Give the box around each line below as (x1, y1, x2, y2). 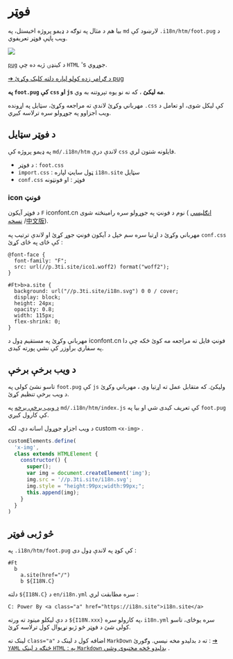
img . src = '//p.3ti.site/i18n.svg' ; (26, 476, 132, 483)
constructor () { (20, 457, 68, 464)
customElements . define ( (8, 437, 77, 444)
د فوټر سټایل (8, 128, 56, 140)
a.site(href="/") (20, 572, 71, 579)
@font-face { (8, 251, 46, 258)
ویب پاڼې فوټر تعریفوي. (8, 33, 68, 42)
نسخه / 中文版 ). (8, 217, 49, 225)
